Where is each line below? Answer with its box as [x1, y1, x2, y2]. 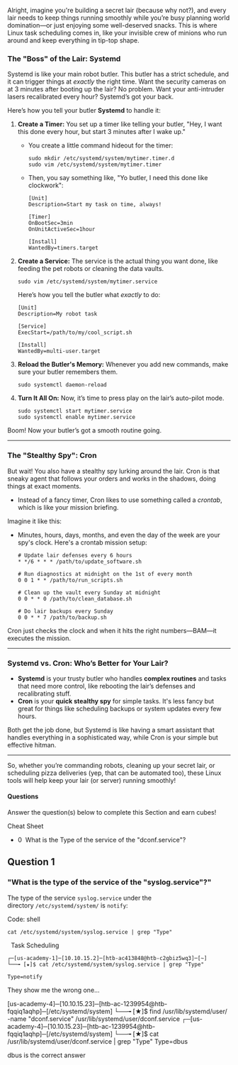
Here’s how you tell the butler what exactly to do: [17, 291, 161, 299]
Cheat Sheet [7, 822, 44, 830]
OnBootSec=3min [28, 220, 73, 227]
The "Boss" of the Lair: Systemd [7, 53, 121, 63]
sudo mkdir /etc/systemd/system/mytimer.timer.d [28, 155, 175, 162]
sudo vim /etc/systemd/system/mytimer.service [17, 278, 158, 286]
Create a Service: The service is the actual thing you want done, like [17, 257, 218, 265]
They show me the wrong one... [7, 986, 101, 994]
